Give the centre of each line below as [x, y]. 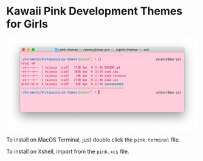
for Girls [27, 24]
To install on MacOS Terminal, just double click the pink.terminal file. [93, 139]
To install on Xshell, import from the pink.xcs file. [68, 151]
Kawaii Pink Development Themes [95, 11]
